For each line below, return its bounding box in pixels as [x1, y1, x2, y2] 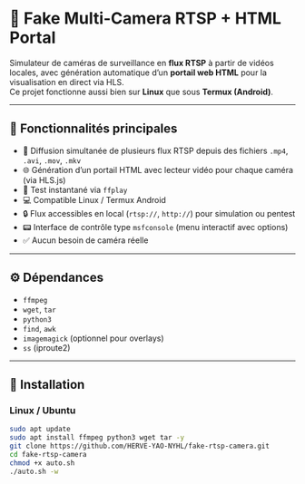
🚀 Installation [9, 376, 85, 392]
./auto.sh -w [9, 467, 59, 476]
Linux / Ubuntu [9, 403, 76, 416]
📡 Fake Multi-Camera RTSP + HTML [9, 8, 281, 29]
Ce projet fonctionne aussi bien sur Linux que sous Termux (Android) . [9, 86, 274, 97]
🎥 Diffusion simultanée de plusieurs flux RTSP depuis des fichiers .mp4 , [22, 145, 289, 156]
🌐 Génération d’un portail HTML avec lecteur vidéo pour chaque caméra [22, 164, 293, 175]
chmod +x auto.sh [9, 458, 75, 468]
